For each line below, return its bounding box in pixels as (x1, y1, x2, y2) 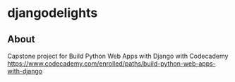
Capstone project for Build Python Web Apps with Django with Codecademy (7, 52, 229, 60)
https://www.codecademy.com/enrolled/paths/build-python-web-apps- (7, 59, 217, 68)
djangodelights (7, 5, 98, 21)
